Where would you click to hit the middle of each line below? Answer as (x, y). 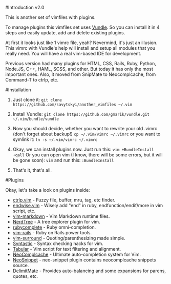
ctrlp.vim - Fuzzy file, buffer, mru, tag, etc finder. (64, 200)
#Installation (18, 90)
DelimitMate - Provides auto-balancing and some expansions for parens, (89, 271)
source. (21, 265)
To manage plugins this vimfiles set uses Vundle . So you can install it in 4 (82, 27)
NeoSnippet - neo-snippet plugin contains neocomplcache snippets (84, 260)
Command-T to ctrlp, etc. (32, 80)
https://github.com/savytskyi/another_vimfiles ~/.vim (72, 105)
